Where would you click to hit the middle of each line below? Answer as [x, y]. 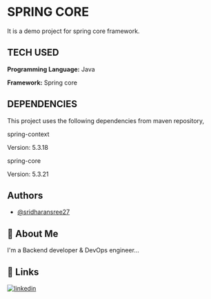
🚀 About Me [33, 233]
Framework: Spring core [42, 82]
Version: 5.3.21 [28, 174]
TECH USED [33, 53]
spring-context [28, 134]
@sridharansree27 [43, 212]
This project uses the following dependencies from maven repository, [106, 120]
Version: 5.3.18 [28, 147]
